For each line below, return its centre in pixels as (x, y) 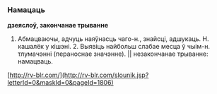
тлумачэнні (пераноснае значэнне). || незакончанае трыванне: (113, 54)
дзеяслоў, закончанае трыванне (58, 25)
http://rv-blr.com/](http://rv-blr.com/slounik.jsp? (79, 75)
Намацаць (27, 10)
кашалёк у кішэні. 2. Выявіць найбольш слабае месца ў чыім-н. (114, 47)
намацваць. (35, 61)
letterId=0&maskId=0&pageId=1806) (61, 83)
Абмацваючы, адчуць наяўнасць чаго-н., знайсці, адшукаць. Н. (113, 39)
